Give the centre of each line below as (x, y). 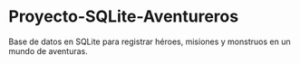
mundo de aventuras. (48, 50)
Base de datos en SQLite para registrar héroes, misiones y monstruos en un (150, 41)
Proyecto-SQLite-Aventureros (124, 17)
